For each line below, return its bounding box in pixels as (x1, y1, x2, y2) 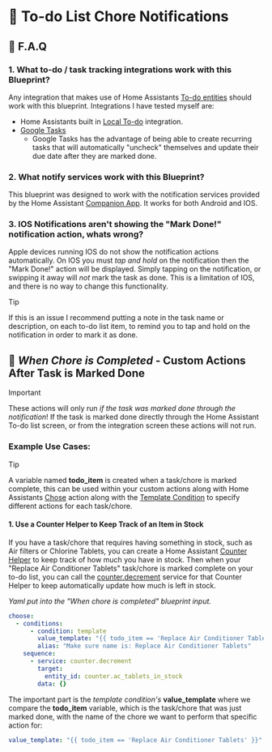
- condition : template (29, 627, 107, 635)
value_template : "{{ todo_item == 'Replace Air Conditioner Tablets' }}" (8, 736, 263, 744)
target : (37, 664, 63, 673)
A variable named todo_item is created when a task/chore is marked (8, 475, 237, 485)
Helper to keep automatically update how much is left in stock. (8, 580, 217, 590)
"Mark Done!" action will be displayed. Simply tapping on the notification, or (8, 264, 261, 274)
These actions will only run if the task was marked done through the (8, 404, 236, 413)
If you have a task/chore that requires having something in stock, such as (8, 537, 253, 547)
